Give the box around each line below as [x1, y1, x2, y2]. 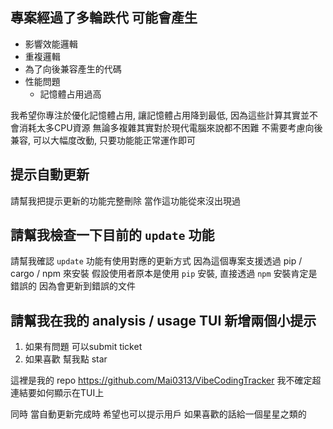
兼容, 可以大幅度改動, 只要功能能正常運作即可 [10, 134, 196, 146]
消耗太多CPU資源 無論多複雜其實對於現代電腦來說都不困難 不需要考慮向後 [18, 121, 323, 133]
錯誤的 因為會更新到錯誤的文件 [10, 280, 136, 292]
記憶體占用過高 [39, 88, 102, 100]
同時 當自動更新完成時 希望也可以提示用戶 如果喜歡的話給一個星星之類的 [10, 408, 307, 420]
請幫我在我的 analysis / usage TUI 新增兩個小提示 [10, 312, 317, 329]
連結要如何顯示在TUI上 [10, 387, 105, 399]
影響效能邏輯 [24, 38, 78, 50]
